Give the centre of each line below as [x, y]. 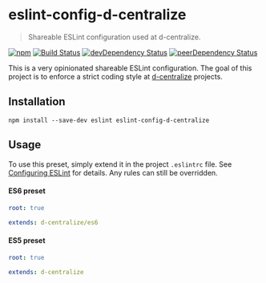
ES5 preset [27, 241]
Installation [37, 102]
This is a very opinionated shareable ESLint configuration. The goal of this [130, 68]
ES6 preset [27, 191]
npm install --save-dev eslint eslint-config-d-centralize [109, 120]
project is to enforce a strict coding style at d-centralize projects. [115, 76]
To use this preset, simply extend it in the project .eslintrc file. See [120, 164]
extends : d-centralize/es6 [53, 222]
